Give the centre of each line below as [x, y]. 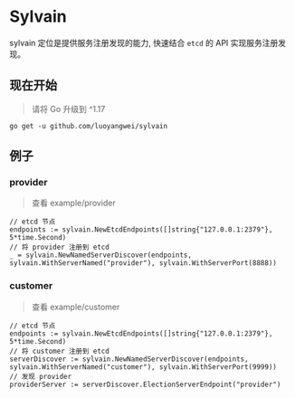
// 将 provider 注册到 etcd [60, 247]
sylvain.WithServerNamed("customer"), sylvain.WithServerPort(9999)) [143, 367]
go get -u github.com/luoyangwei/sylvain [89, 126]
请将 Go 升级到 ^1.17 [68, 109]
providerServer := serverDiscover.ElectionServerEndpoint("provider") [145, 384]
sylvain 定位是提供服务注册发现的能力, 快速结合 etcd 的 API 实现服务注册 [144, 43]
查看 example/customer [76, 307]
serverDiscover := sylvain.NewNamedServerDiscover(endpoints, [129, 359]
